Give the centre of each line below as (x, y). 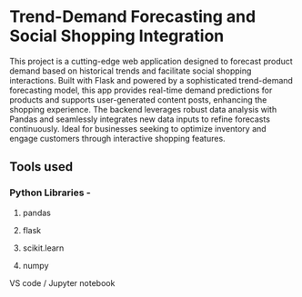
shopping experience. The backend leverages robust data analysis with (143, 109)
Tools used (41, 167)
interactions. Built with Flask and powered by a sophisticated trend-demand (151, 80)
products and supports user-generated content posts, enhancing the (138, 99)
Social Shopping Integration (117, 36)
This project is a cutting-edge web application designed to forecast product (151, 61)
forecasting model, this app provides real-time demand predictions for (141, 90)
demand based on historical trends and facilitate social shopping (131, 71)
